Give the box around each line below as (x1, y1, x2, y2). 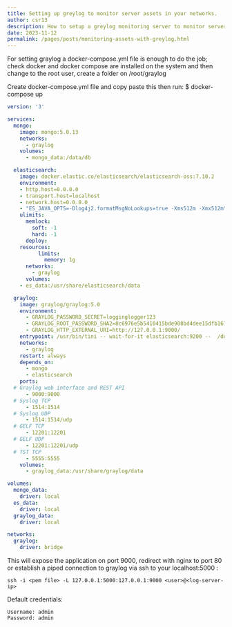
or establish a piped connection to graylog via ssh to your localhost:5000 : (7, 564, 219, 572)
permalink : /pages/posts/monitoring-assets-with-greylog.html (7, 36, 190, 43)
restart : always (19, 352, 67, 359)
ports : (19, 378, 39, 385)
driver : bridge (19, 544, 64, 551)
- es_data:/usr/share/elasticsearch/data (19, 282, 140, 289)
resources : (19, 243, 51, 250)
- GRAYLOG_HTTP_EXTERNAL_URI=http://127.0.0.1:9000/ (25, 327, 181, 334)
